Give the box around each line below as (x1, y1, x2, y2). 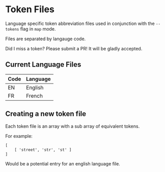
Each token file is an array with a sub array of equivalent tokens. (5, 123, 140, 129)
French (26, 92, 43, 99)
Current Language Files (5, 60, 81, 69)
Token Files (5, 4, 54, 15)
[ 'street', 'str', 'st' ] (14, 147, 72, 152)
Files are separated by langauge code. (5, 36, 86, 42)
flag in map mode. (20, 25, 56, 32)
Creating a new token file (5, 109, 87, 118)
